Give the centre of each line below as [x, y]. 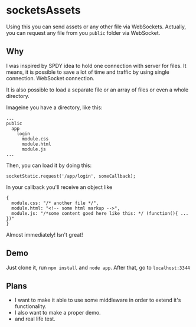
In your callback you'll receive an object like [59, 187]
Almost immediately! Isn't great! [45, 234]
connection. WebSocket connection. [50, 78]
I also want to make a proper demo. [58, 313]
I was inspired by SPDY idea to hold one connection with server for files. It [97, 66]
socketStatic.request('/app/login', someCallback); [71, 176]
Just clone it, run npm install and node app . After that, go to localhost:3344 [98, 267]
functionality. [30, 306]
